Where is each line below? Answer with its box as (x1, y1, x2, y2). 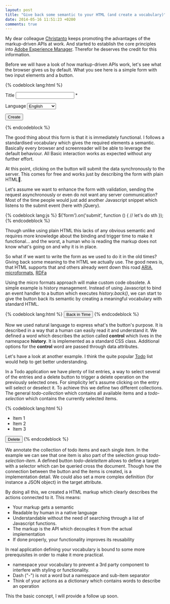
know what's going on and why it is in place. (5, 244, 98, 250)
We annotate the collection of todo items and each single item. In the (5, 447, 149, 453)
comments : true (5, 21, 37, 27)
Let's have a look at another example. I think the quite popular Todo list (5, 353, 153, 360)
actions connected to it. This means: (5, 494, 81, 501)
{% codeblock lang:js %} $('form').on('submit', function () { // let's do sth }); (5, 212, 163, 219)
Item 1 (12, 415, 25, 421)
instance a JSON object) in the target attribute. (5, 479, 103, 485)
